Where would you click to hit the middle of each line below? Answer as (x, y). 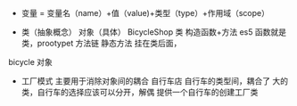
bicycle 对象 (30, 62)
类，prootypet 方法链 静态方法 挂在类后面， (101, 43)
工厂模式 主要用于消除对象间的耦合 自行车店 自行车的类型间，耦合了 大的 (155, 81)
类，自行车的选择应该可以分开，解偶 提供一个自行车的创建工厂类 (140, 92)
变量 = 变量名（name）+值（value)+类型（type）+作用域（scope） (145, 13)
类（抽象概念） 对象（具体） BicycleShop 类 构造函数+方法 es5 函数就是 (154, 32)
